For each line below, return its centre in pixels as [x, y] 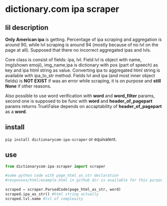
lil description [27, 28]
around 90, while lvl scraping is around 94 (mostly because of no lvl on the [82, 45]
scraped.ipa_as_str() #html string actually [52, 194]
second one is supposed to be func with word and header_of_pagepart [79, 101]
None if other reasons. [28, 86]
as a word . [16, 111]
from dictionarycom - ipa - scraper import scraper [55, 166]
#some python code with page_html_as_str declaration [62, 176]
